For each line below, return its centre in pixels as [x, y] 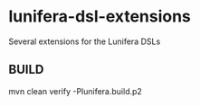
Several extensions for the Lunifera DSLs [85, 41]
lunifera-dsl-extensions [100, 17]
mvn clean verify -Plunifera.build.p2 [75, 91]
